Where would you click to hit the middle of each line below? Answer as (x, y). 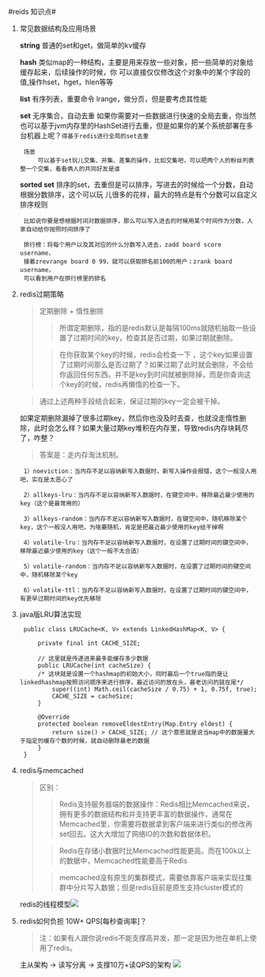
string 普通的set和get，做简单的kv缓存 (83, 45)
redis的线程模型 (45, 904)
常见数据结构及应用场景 (58, 29)
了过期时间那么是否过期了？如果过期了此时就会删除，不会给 (156, 364)
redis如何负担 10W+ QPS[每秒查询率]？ (83, 921)
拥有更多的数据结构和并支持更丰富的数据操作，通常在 (146, 814)
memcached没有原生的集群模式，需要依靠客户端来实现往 (152, 877)
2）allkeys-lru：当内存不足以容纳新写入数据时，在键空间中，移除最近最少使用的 (139, 495)
